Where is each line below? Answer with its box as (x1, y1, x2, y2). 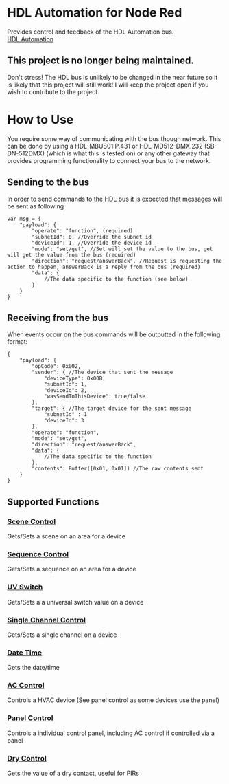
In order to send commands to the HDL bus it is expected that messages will (7, 195, 223, 203)
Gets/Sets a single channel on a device (7, 631, 117, 639)
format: (7, 338, 28, 346)
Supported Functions (7, 496, 99, 508)
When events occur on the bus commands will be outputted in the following (7, 330, 221, 338)
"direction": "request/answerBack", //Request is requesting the (32, 257, 223, 264)
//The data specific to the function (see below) (43, 275, 189, 283)
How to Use (7, 111, 74, 127)
